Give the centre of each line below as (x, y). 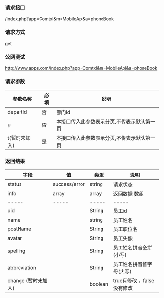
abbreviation (22, 268)
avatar (15, 238)
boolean (99, 284)
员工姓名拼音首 (130, 264)
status (15, 184)
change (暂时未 (25, 281)
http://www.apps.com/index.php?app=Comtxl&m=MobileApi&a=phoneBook (81, 68)
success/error (69, 184)
